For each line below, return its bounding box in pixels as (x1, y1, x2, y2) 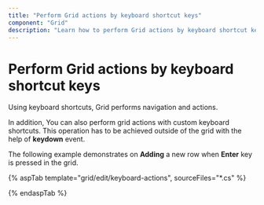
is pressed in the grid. (8, 158, 79, 167)
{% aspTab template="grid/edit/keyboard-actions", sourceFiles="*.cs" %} (8, 174, 247, 183)
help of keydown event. (8, 134, 86, 144)
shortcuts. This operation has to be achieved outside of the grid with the (8, 126, 242, 136)
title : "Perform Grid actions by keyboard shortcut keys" (8, 11, 202, 20)
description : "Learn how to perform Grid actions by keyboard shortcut (8, 26, 247, 34)
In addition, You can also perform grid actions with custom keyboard (8, 118, 230, 127)
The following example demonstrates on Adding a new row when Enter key (8, 150, 253, 159)
